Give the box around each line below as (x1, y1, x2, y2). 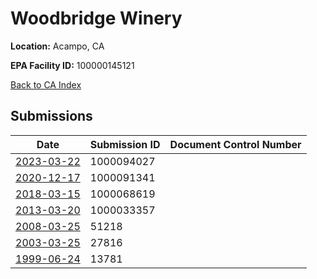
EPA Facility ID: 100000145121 (10, 59, 135, 71)
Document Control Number (169, 137, 302, 151)
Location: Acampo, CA (10, 40, 105, 52)
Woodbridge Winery (10, 7, 183, 30)
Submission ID (89, 137, 161, 151)
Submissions (10, 108, 93, 125)
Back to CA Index (10, 78, 82, 91)
